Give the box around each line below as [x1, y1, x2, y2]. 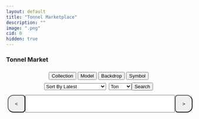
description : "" [6, 19, 46, 25]
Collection [52, 73, 73, 80]
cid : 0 [6, 31, 22, 37]
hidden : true [6, 36, 38, 42]
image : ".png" [6, 25, 41, 31]
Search [134, 84, 151, 90]
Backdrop [101, 73, 122, 80]
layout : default [6, 8, 46, 15]
